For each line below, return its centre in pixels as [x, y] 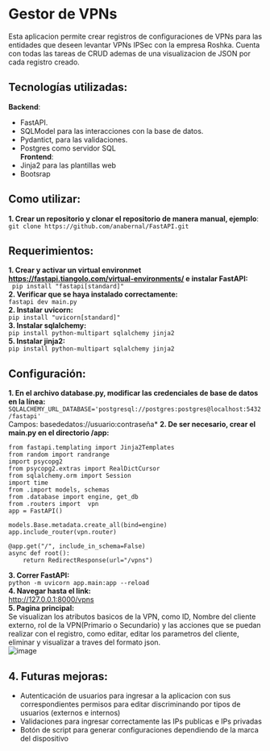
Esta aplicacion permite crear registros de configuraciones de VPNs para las [135, 36]
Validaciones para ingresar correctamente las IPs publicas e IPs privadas [141, 721]
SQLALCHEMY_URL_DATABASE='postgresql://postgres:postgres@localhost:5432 [135, 409]
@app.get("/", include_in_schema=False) [77, 546]
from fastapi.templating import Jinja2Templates [91, 448]
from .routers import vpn [54, 504]
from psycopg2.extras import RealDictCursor [84, 469]
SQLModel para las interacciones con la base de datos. [112, 131]
